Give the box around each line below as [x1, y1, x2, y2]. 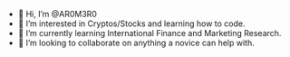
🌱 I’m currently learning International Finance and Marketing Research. [17, 28, 282, 38]
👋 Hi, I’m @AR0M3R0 [17, 9, 98, 19]
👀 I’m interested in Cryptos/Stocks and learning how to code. [17, 18, 246, 29]
